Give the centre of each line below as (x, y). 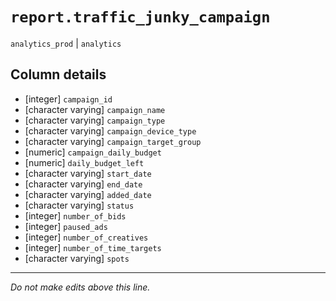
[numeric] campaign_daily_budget (93, 152)
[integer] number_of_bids (75, 215)
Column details (58, 74)
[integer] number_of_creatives (86, 237)
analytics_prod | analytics (66, 43)
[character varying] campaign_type (95, 120)
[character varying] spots (77, 258)
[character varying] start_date (88, 173)
